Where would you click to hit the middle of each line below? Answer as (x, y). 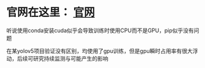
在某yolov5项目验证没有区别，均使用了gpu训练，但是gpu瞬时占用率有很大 (99, 51)
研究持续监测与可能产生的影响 (70, 58)
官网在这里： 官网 (50, 12)
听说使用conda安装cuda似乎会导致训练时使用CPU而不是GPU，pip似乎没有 (100, 30)
